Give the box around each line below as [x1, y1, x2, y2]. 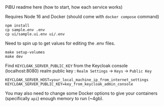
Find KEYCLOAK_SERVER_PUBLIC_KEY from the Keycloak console [5, 63, 128, 68]
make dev [5, 54, 23, 59]
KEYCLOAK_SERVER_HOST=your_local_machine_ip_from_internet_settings [5, 78, 149, 82]
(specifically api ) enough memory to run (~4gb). [5, 96, 103, 101]
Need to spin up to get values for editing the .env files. [5, 40, 116, 46]
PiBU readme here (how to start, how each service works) [5, 4, 123, 10]
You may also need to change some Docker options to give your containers [5, 90, 158, 96]
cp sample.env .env [5, 27, 45, 32]
